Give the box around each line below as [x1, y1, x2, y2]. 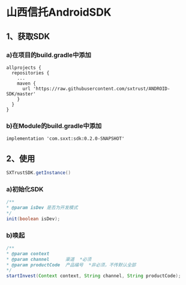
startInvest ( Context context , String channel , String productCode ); [6, 273, 181, 279]
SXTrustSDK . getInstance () [6, 169, 71, 176]
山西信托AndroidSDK [6, 5, 112, 19]
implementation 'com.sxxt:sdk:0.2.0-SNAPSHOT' [6, 136, 125, 142]
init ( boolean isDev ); [6, 215, 61, 222]
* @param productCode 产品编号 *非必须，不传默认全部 [6, 262, 136, 268]
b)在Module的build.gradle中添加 [6, 121, 102, 130]
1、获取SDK [6, 31, 50, 41]
